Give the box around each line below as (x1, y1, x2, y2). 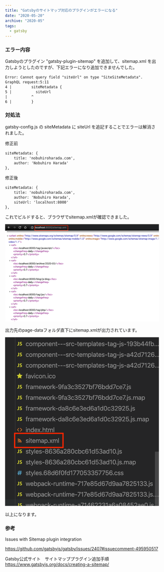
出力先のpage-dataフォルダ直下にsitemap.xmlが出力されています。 (5, 327, 140, 333)
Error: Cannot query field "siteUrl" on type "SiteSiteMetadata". (5, 75, 143, 80)
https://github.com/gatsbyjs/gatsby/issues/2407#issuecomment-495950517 (5, 546, 159, 552)
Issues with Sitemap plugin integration (5, 536, 82, 542)
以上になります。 (5, 511, 39, 517)
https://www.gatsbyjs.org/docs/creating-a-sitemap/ (5, 562, 109, 568)
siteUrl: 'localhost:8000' (14, 200, 69, 205)
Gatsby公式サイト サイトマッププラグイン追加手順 (5, 556, 109, 562)
